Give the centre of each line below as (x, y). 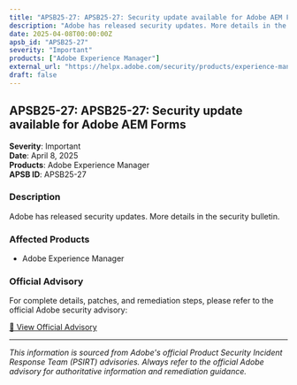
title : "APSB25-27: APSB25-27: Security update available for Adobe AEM (146, 17)
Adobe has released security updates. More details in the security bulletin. (145, 216)
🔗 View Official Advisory (53, 327)
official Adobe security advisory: (69, 310)
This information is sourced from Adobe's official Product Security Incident (146, 353)
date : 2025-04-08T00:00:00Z (61, 34)
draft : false (33, 75)
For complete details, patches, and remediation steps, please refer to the (141, 301)
